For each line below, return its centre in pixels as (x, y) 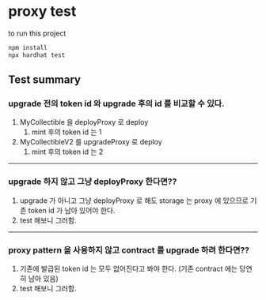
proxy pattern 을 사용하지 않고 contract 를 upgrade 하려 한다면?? (129, 249)
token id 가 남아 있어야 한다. (72, 210)
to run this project (37, 33)
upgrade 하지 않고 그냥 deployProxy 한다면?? (93, 182)
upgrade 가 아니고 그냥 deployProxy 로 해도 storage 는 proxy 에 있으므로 (134, 201)
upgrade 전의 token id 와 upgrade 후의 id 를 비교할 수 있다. (116, 103)
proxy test (42, 11)
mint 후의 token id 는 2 (67, 152)
